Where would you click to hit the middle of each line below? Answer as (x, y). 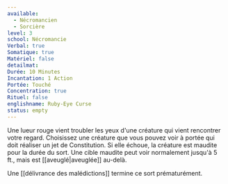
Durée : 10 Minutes (34, 72)
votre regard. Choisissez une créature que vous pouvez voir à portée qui (111, 137)
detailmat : (23, 65)
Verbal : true (26, 46)
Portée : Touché (29, 85)
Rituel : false (28, 98)
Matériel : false (31, 59)
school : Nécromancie (37, 40)
